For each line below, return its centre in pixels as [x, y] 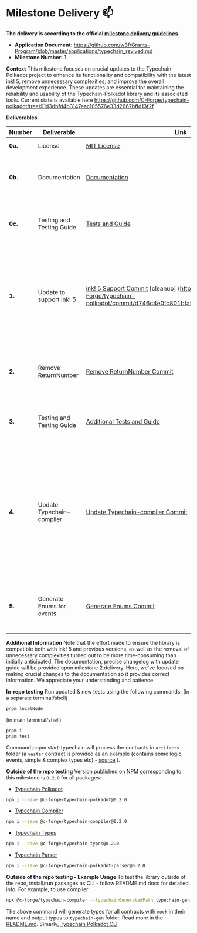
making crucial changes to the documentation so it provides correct [88, 674]
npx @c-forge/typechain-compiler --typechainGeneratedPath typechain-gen [98, 900]
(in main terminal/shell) [34, 719]
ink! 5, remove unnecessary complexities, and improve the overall [85, 81]
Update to [52, 292]
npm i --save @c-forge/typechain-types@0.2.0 [62, 844]
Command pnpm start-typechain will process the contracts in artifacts [93, 747]
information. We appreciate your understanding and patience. [81, 680]
